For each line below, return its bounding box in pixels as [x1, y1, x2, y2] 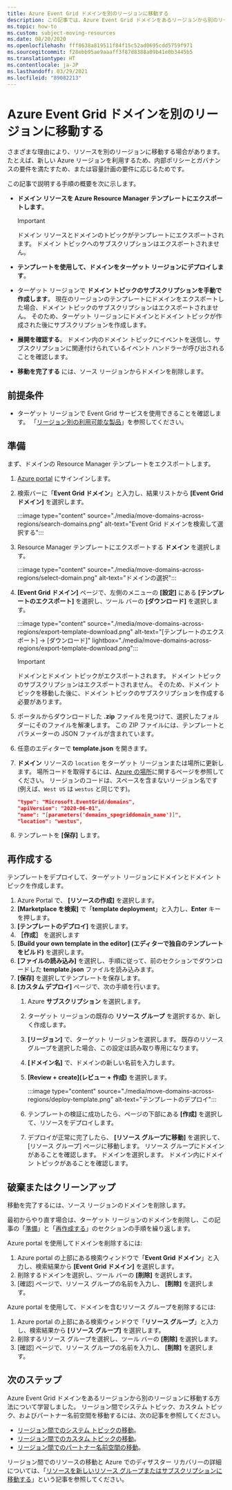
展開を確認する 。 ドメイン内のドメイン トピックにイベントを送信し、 [17, 336, 215, 344]
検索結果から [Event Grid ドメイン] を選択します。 [35, 1262, 178, 1271]
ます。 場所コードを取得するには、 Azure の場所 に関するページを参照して [17, 767, 224, 776]
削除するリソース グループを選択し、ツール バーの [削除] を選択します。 [17, 1335, 222, 1344]
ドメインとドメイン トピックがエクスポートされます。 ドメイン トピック [17, 671, 222, 680]
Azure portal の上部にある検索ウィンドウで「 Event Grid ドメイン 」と [17, 1254, 214, 1262]
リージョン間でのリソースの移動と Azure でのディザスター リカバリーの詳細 [7, 1458, 222, 1466]
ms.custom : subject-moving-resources [7, 29, 116, 37]
